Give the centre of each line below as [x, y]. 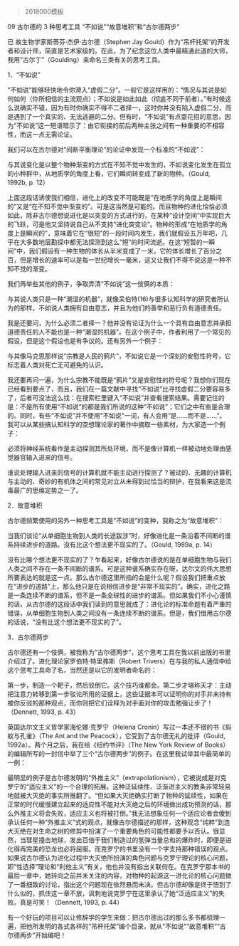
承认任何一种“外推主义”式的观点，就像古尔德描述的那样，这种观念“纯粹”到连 [119, 822]
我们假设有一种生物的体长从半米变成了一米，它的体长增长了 [116, 251]
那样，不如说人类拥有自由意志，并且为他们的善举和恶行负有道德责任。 [122, 308]
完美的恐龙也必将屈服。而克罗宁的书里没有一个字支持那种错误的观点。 [129, 849]
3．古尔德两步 [28, 637]
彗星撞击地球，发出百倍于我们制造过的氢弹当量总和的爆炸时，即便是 [126, 840]
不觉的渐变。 [32, 269]
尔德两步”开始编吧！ [37, 935]
